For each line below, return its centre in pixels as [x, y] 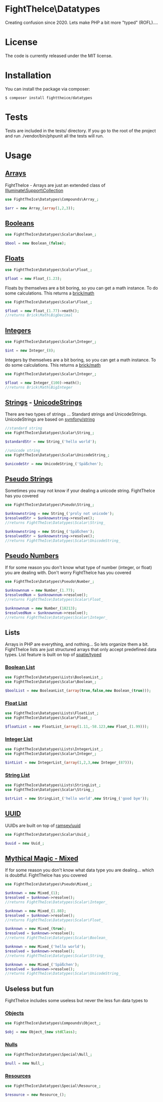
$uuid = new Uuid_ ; [25, 843]
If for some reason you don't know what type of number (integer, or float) [79, 568]
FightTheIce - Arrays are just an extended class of [55, 185]
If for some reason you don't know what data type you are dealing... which [80, 870]
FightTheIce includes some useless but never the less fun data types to [77, 1001]
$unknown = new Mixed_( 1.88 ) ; [36, 911]
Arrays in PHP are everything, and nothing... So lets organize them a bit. [77, 644]
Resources [18, 1076]
